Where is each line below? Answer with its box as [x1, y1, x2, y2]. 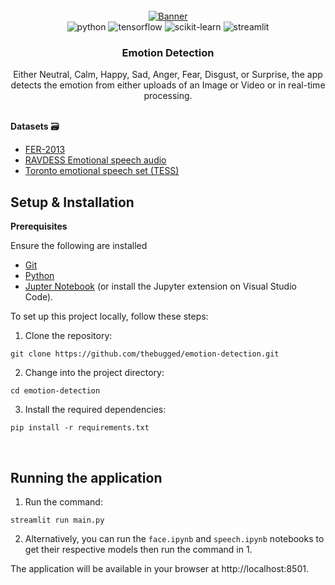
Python [24, 270, 55, 282]
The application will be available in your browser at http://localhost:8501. [10, 562, 309, 574]
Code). [24, 291, 54, 303]
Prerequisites [10, 220, 68, 233]
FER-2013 [24, 144, 66, 156]
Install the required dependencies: [24, 404, 167, 416]
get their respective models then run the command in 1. [24, 543, 253, 555]
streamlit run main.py [10, 515, 105, 525]
